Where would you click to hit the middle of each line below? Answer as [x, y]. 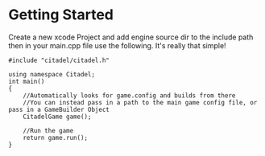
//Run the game [48, 130]
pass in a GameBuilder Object [59, 109]
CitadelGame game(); [57, 117]
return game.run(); [56, 138]
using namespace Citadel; [52, 74]
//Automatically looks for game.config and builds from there [129, 95]
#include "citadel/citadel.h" [59, 60]
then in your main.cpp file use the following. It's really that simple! [118, 45]
